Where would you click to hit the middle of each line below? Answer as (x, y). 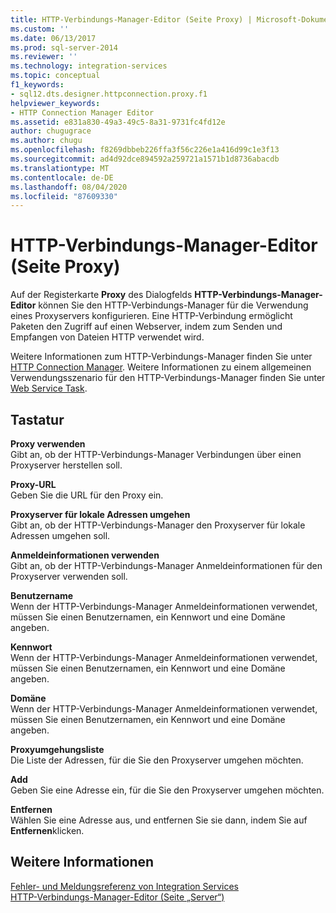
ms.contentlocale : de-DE (62, 177)
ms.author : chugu (46, 141)
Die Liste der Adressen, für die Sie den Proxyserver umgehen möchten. (157, 760)
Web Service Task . (49, 388)
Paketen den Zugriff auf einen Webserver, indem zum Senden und (146, 327)
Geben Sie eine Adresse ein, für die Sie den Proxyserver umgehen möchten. (167, 790)
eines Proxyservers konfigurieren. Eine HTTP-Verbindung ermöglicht (151, 316)
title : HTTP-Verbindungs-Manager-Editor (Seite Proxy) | (131, 19)
